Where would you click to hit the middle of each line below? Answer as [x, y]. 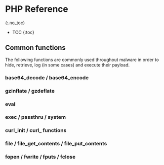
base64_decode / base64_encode [47, 77]
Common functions [35, 48]
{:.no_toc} [15, 23]
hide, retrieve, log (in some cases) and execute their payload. [67, 65]
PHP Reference [37, 9]
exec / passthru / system [36, 117]
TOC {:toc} [23, 32]
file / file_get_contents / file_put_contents [56, 144]
